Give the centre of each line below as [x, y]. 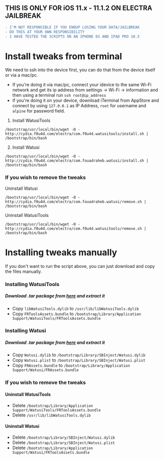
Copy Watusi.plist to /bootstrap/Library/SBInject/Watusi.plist [79, 360]
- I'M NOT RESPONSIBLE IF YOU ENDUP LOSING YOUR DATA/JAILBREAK [72, 27]
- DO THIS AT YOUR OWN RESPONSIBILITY [45, 32]
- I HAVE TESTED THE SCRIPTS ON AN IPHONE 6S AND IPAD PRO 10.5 [72, 37]
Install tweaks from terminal [64, 56]
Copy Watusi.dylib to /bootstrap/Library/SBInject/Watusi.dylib [79, 355]
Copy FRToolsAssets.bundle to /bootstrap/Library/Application [77, 314]
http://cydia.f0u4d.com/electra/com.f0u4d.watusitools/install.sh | [77, 134]
